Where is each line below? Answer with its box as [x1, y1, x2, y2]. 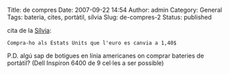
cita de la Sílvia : [7, 27, 52, 34]
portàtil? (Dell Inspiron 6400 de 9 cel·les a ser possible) [7, 59, 164, 67]
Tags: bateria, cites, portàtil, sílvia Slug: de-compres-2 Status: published [7, 13, 212, 21]
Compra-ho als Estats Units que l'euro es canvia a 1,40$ [7, 40, 177, 47]
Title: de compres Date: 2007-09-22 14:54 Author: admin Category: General [7, 6, 222, 14]
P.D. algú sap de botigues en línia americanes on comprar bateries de [7, 51, 204, 60]
